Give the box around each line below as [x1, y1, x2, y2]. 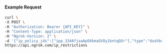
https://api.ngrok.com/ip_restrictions [4, 43, 88, 48]
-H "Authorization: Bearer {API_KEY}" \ [4, 24, 90, 29]
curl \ [4, 15, 18, 20]
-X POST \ [4, 20, 25, 25]
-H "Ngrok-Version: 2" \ [4, 33, 56, 38]
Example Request [4, 4, 42, 10]
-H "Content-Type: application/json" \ [4, 29, 88, 34]
